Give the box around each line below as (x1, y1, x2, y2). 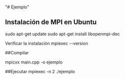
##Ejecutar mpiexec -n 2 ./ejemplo (5, 68, 75, 74)
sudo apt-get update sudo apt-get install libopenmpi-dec (5, 31, 120, 37)
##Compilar (5, 49, 29, 55)
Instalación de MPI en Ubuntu (5, 18, 97, 26)
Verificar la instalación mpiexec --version (5, 40, 88, 46)
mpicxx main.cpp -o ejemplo (5, 59, 63, 65)
